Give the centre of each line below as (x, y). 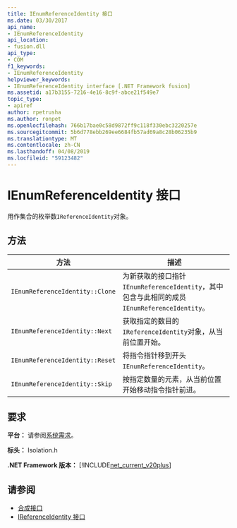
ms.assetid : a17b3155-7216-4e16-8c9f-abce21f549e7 (83, 92)
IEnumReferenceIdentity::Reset (63, 360)
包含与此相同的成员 (154, 297)
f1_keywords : (26, 66)
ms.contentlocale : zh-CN (44, 145)
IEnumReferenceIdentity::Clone (63, 291)
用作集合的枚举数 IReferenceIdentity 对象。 (70, 216)
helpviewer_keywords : (39, 79)
